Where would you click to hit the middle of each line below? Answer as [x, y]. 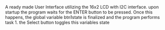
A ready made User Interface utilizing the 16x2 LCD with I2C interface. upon [82, 7]
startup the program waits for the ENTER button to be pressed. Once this [79, 12]
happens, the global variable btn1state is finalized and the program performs [82, 17]
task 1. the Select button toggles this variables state [57, 22]
